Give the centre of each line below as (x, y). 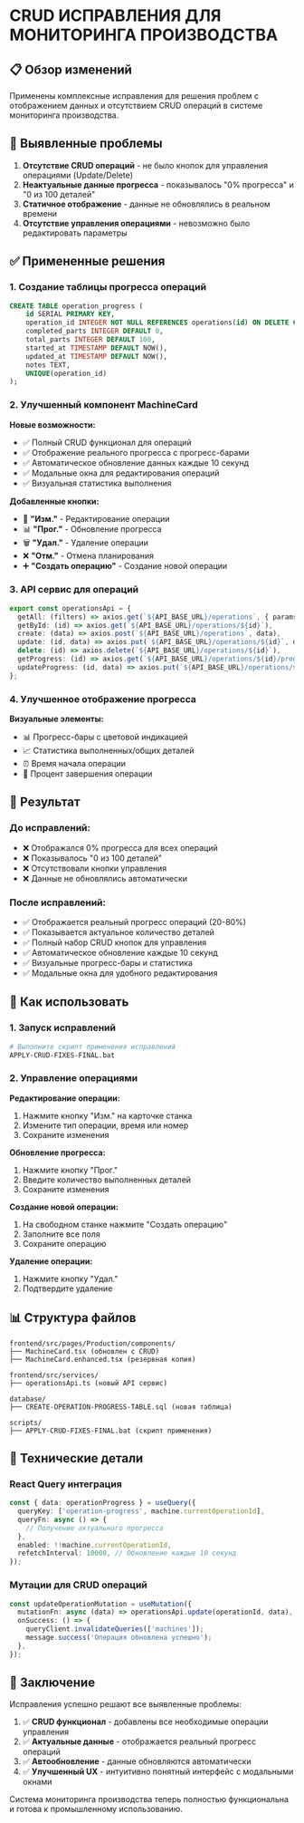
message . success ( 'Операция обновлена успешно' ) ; (119, 1638)
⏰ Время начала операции (74, 764)
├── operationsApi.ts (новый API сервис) (89, 1383)
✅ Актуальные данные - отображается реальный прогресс (139, 1741)
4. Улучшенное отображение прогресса (103, 699)
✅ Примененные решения (87, 261)
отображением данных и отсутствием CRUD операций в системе (136, 106)
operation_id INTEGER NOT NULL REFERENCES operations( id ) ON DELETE (157, 323)
